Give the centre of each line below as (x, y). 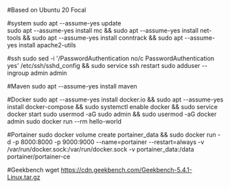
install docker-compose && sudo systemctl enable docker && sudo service (113, 107)
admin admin (49, 73)
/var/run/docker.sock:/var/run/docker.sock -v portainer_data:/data (101, 149)
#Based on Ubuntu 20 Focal (47, 10)
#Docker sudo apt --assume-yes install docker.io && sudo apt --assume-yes (115, 99)
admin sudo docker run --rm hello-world (65, 121)
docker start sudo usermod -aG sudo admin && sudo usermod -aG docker (112, 114)
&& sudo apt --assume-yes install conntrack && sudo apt (103, 38)
